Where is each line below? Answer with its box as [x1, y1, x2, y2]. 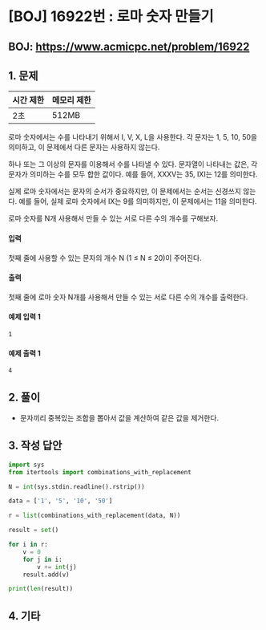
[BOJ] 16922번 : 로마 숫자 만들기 [8, 7, 214, 26]
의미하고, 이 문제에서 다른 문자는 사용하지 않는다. [8, 142, 160, 152]
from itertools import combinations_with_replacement [8, 468, 192, 476]
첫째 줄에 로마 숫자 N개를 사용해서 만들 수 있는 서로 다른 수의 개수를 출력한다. [8, 292, 248, 302]
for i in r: [8, 541, 48, 549]
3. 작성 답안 [8, 439, 62, 453]
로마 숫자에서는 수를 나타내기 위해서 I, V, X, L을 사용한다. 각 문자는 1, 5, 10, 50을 [8, 132, 258, 142]
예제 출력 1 [8, 348, 42, 358]
